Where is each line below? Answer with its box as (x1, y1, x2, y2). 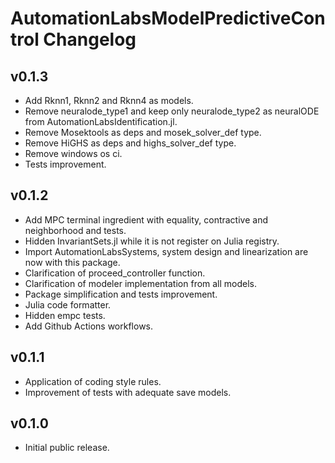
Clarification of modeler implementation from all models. (24, 277, 258, 289)
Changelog (43, 28, 137, 51)
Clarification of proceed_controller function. (24, 267, 206, 279)
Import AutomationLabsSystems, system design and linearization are (24, 245, 309, 257)
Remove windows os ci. (24, 148, 123, 159)
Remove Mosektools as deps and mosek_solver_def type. (24, 127, 262, 138)
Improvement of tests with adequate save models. (24, 386, 232, 398)
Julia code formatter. (24, 298, 112, 311)
